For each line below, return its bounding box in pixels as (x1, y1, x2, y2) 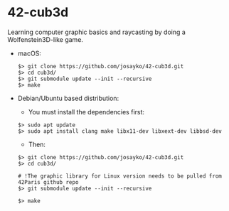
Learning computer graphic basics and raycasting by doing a (7, 28, 186, 36)
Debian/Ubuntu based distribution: (17, 94, 119, 102)
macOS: (17, 49, 41, 58)
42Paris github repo (17, 178, 79, 185)
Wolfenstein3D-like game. (7, 35, 84, 43)
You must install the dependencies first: (28, 107, 144, 116)
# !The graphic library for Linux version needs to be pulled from (17, 172, 222, 180)
